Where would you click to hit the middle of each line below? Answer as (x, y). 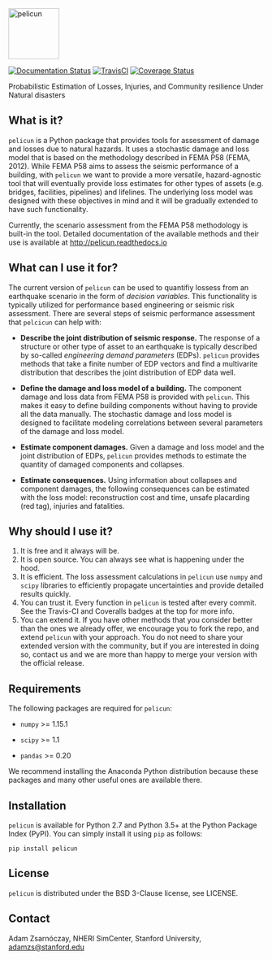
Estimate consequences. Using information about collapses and (128, 480)
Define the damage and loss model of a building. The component (131, 388)
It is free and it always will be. (69, 551)
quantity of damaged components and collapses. (102, 464)
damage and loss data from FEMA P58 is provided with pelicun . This (135, 397)
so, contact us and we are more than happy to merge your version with (138, 654)
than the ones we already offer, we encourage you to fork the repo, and (140, 628)
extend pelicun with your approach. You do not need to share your (132, 637)
